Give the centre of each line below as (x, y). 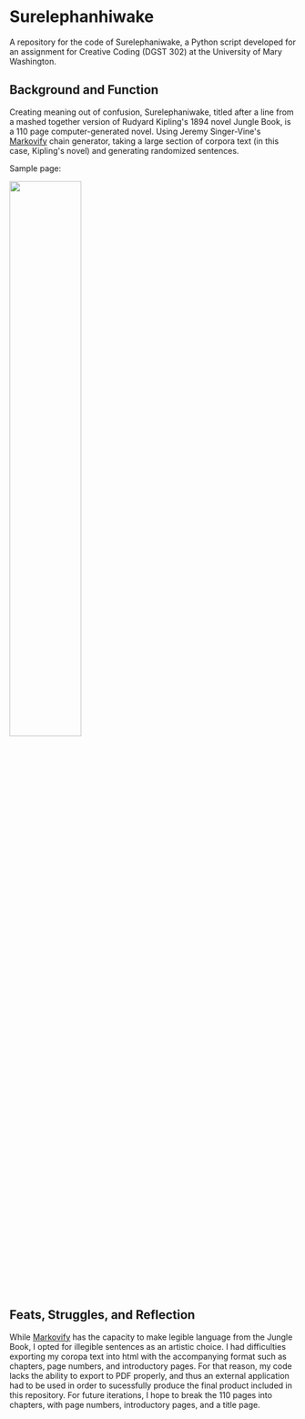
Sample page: (36, 168)
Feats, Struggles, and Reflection (102, 1315)
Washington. (33, 61)
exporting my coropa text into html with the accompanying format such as (148, 1356)
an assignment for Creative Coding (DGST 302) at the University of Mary (146, 51)
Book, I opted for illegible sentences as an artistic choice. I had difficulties (148, 1346)
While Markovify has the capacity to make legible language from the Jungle (151, 1337)
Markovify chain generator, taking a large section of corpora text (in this (144, 141)
